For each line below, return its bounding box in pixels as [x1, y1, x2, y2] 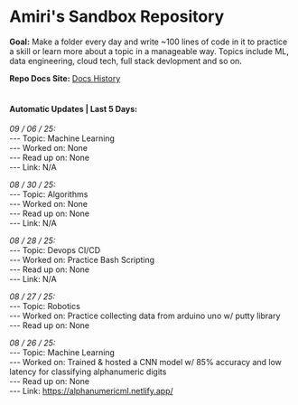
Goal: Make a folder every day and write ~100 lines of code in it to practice [9, 36, 288, 47]
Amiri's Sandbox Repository [9, 6, 225, 27]
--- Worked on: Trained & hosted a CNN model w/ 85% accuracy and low [9, 357, 283, 368]
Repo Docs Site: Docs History [9, 72, 121, 83]
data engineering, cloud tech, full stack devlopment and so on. [9, 55, 242, 66]
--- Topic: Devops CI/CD [9, 245, 101, 256]
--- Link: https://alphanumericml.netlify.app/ [9, 386, 173, 397]
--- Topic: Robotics [9, 301, 81, 312]
